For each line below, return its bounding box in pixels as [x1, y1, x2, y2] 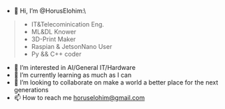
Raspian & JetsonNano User [31, 43, 112, 50]
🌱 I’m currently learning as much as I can [13, 71, 131, 79]
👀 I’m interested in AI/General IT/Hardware [13, 64, 136, 71]
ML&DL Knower [31, 28, 77, 36]
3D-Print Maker [31, 35, 76, 43]
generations [13, 86, 49, 94]
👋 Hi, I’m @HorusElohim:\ [13, 7, 86, 15]
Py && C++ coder [31, 50, 82, 58]
